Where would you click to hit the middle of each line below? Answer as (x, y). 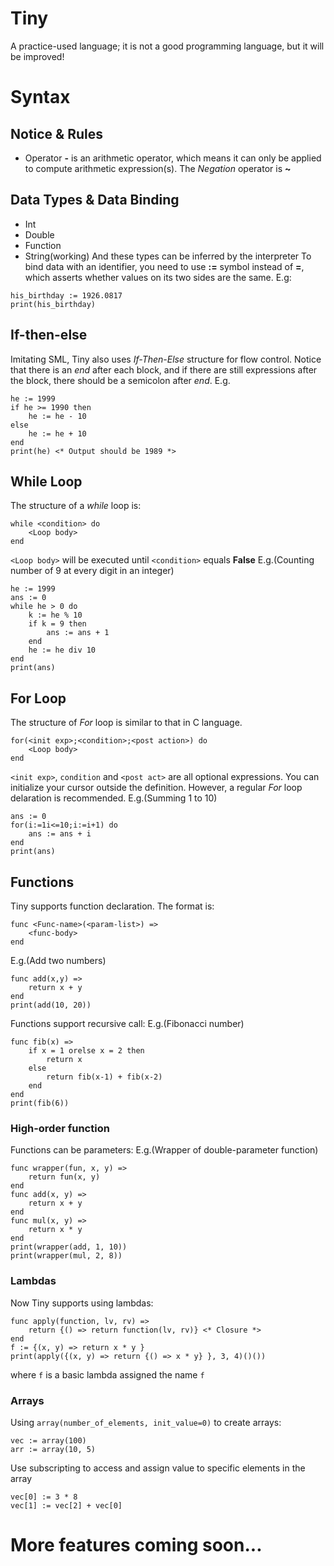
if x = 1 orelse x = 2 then (86, 1051)
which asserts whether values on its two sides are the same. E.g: (158, 277)
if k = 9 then (57, 624)
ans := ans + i (60, 834)
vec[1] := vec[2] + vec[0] (66, 1505)
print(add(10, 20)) (51, 1005)
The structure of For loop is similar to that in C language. (126, 723)
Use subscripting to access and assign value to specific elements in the (158, 1468)
